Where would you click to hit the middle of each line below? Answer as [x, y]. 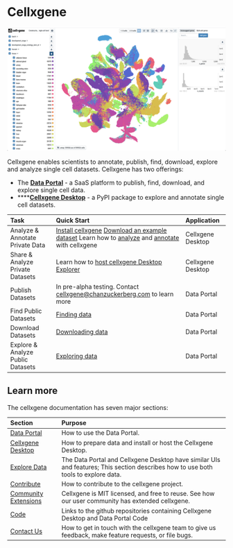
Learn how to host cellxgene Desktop [109, 262]
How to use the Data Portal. [101, 433]
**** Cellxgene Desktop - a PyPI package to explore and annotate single [121, 198]
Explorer [68, 269]
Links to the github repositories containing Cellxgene [136, 511]
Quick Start [73, 220]
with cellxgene [77, 245]
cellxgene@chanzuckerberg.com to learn [115, 294]
